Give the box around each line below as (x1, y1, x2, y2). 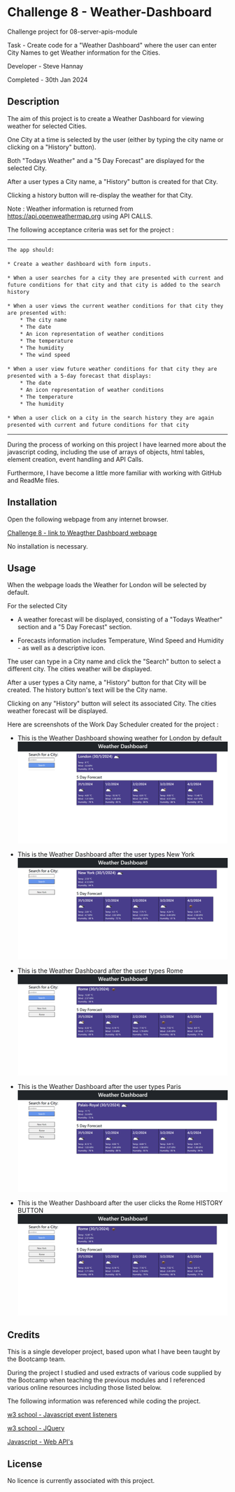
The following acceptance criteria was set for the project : (7, 225, 174, 234)
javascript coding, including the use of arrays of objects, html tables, (7, 447, 205, 456)
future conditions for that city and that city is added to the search (7, 281, 220, 288)
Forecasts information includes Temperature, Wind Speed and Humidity (17, 636, 224, 645)
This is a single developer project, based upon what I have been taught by (7, 1348, 220, 1356)
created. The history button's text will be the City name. (7, 686, 168, 694)
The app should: (7, 246, 55, 253)
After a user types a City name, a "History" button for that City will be (7, 678, 207, 687)
